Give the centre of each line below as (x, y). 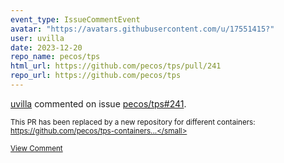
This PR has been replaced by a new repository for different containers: (133, 122)
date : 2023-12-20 (46, 47)
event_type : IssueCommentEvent (75, 19)
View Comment (36, 148)
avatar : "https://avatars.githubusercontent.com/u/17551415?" (142, 29)
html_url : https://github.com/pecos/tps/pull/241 (116, 66)
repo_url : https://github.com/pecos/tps (96, 76)
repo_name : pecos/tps (55, 57)
